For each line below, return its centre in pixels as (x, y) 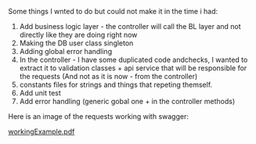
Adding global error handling (65, 51)
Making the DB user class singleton (76, 43)
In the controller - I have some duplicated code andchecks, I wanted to (133, 59)
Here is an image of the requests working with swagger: (99, 116)
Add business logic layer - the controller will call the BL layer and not (130, 26)
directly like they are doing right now (78, 35)
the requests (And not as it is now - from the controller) (108, 76)
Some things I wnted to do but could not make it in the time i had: (113, 11)
